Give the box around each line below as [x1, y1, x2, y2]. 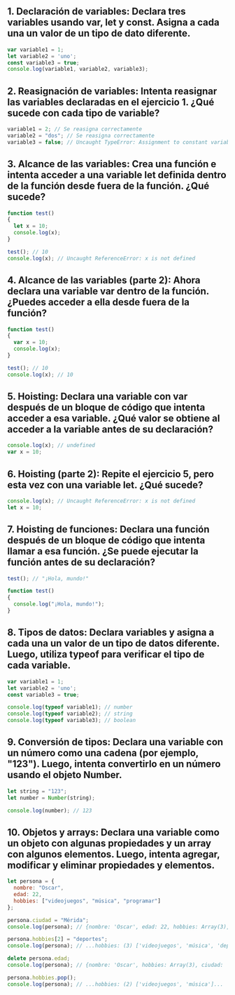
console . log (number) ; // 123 [7, 807, 92, 814]
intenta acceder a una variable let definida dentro [7, 169, 227, 181]
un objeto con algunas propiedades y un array [7, 837, 212, 849]
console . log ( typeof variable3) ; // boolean [7, 717, 136, 724]
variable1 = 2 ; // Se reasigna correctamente [7, 126, 142, 133]
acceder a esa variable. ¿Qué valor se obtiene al [7, 413, 220, 425]
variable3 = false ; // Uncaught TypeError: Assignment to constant [7, 138, 208, 146]
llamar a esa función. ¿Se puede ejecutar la [7, 545, 199, 557]
